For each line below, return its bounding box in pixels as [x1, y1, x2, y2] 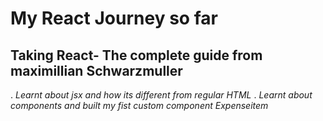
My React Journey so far [10, 7, 218, 30]
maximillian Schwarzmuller [10, 62, 183, 79]
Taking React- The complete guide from [10, 47, 263, 64]
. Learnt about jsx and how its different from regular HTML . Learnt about [10, 89, 313, 101]
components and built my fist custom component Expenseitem [10, 100, 269, 111]
